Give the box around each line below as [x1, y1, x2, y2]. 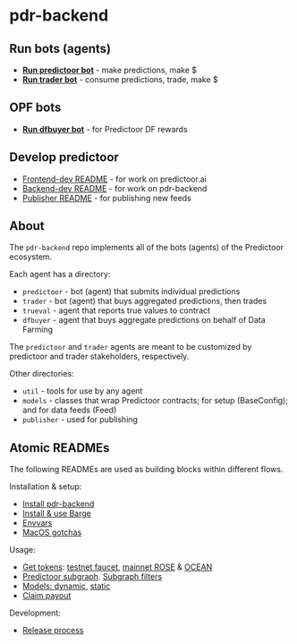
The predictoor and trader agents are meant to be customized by [9, 342, 252, 352]
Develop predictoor [9, 149, 119, 165]
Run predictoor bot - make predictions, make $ [21, 64, 198, 75]
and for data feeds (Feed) [21, 404, 117, 416]
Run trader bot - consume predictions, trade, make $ [21, 74, 218, 85]
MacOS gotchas [21, 527, 82, 538]
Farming [21, 324, 54, 335]
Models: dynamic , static [21, 580, 111, 591]
